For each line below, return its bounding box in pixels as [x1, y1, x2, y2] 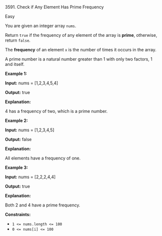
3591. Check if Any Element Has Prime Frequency [5, 4, 104, 10]
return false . [5, 37, 30, 43]
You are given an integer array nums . [5, 23, 76, 29]
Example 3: [5, 165, 28, 170]
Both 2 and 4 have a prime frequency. [5, 202, 81, 208]
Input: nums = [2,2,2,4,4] [5, 174, 56, 180]
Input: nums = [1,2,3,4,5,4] [5, 80, 59, 86]
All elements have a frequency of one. [5, 155, 81, 161]
